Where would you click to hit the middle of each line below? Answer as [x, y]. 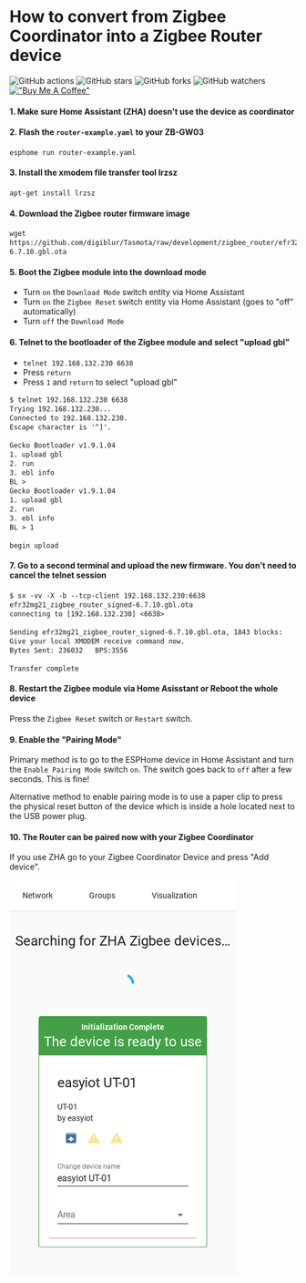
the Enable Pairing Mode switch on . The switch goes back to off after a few [151, 770]
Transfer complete [44, 668]
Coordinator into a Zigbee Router [136, 36]
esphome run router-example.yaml [73, 152]
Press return [46, 372]
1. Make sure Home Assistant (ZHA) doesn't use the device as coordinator [152, 111]
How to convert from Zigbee [118, 17]
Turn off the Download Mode [73, 322]
